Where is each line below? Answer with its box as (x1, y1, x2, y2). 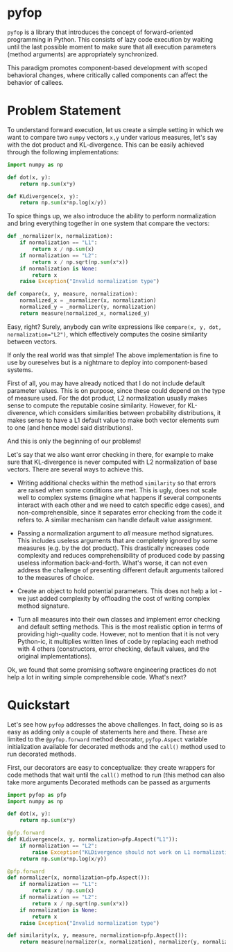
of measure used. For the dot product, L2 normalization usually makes (7, 394, 208, 402)
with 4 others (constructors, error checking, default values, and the (17, 645, 210, 653)
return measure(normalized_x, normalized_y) (19, 309, 150, 317)
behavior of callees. (7, 78, 64, 86)
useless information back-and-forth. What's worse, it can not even (17, 558, 208, 567)
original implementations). (17, 652, 92, 660)
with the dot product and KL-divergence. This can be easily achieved (7, 140, 205, 149)
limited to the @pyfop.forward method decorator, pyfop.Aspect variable (7, 735, 208, 743)
